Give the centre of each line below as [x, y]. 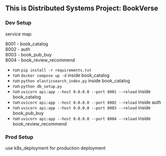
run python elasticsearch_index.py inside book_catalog [71, 80]
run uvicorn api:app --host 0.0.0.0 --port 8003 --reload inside [81, 107]
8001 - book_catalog [27, 44]
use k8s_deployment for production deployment [55, 148]
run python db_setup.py [37, 86]
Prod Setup [20, 137]
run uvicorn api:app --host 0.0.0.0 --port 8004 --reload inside [81, 118]
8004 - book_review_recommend [40, 60]
